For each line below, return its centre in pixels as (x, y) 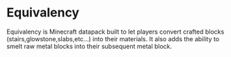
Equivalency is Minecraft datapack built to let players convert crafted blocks (115, 32)
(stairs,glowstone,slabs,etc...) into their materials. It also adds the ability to (113, 38)
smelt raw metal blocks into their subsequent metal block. (89, 46)
